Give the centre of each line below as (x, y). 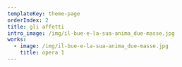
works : (17, 40)
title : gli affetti (36, 27)
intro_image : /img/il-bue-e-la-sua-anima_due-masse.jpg (91, 33)
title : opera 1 (42, 53)
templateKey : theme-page (44, 14)
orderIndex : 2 (28, 20)
